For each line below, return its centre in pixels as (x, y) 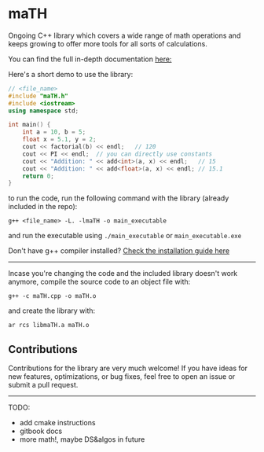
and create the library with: (52, 311)
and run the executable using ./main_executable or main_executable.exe (125, 236)
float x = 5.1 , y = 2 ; (59, 140)
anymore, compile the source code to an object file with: (99, 282)
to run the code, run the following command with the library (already (119, 198)
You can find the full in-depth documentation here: (90, 59)
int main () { (29, 125)
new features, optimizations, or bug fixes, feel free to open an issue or (122, 377)
